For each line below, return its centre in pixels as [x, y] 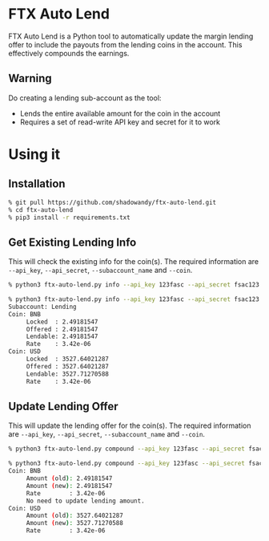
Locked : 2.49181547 [62, 322]
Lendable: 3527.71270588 [68, 374]
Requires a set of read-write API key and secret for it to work [120, 122]
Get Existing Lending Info [72, 242]
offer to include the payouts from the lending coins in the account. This [125, 44]
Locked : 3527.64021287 [68, 359]
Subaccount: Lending [43, 307]
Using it [34, 154]
